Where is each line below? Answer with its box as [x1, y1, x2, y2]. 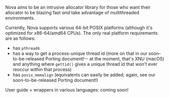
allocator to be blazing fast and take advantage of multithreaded [5, 10, 139, 16]
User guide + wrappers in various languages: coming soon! [5, 87, 129, 92]
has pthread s [12, 45, 40, 51]
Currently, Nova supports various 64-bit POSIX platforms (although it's [5, 25, 153, 31]
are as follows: [5, 35, 36, 41]
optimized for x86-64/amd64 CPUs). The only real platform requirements [5, 30, 158, 36]
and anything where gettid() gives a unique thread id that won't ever [12, 61, 158, 67]
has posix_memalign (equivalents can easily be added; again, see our [12, 72, 156, 77]
